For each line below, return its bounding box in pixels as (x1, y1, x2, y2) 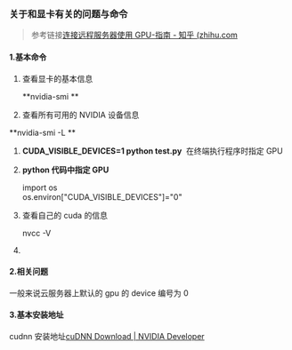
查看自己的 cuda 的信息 (21, 210, 109, 220)
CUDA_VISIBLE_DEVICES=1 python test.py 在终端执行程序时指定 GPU (21, 145, 283, 156)
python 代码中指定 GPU (21, 164, 109, 175)
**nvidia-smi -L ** (9, 127, 76, 138)
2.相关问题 (9, 266, 49, 277)
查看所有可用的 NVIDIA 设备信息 (21, 109, 140, 120)
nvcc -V (21, 227, 52, 238)
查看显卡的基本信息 (21, 73, 93, 84)
